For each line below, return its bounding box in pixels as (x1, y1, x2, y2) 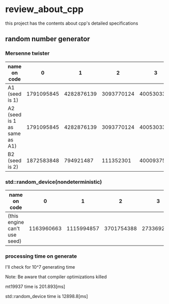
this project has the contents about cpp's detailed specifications (5, 20, 138, 26)
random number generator (5, 35, 91, 43)
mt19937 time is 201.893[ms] (5, 283, 65, 290)
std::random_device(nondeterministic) (5, 178, 102, 185)
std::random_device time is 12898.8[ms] (5, 293, 88, 299)
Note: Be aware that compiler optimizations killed (5, 274, 107, 280)
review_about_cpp (5, 4, 84, 15)
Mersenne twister (5, 50, 50, 57)
